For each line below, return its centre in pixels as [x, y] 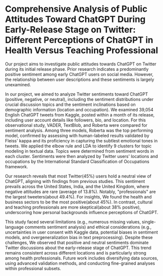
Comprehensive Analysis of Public [76, 9]
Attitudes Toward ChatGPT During [75, 19]
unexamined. [18, 84]
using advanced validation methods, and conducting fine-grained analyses [80, 263]
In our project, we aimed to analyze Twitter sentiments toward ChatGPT [77, 94]
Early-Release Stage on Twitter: [71, 30]
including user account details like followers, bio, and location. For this [75, 120]
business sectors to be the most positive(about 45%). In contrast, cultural [79, 202]
